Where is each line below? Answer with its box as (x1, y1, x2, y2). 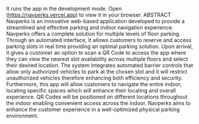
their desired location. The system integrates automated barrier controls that (6, 62, 194, 69)
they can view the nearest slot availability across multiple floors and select (6, 56, 188, 62)
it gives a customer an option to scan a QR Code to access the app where (6, 49, 187, 56)
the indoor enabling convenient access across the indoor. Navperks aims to (6, 100, 191, 106)
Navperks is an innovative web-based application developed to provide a (6, 18, 185, 24)
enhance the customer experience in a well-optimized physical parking (6, 106, 180, 113)
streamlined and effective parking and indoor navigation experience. (6, 24, 173, 31)
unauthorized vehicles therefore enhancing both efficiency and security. (6, 74, 183, 81)
